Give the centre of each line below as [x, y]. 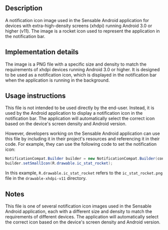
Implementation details [42, 52]
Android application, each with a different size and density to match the [79, 211]
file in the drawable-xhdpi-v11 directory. [46, 178]
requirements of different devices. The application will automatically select [82, 217]
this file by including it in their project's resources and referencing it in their [82, 139]
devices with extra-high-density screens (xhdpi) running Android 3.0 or [79, 26]
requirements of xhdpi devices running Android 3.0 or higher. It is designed [82, 69]
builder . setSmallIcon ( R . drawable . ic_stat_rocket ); [59, 163]
